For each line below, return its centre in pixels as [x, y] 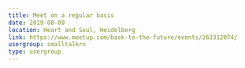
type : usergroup [35, 52]
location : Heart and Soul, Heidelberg [72, 30]
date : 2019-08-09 [37, 23]
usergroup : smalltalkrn [47, 45]
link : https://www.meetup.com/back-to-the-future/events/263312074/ [123, 37]
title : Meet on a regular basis [61, 15]
